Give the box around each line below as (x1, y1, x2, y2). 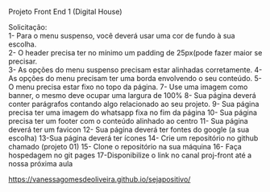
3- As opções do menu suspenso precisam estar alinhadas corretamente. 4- (8, 65, 263, 75)
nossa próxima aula (8, 159, 73, 168)
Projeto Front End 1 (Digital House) (8, 7, 123, 16)
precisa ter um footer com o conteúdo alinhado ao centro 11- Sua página (8, 116, 248, 125)
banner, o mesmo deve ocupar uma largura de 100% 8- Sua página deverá (8, 91, 256, 100)
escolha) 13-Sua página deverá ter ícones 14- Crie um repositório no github (8, 133, 259, 143)
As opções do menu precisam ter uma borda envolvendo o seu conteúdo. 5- (8, 74, 262, 83)
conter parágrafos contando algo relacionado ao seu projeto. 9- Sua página (8, 100, 260, 108)
